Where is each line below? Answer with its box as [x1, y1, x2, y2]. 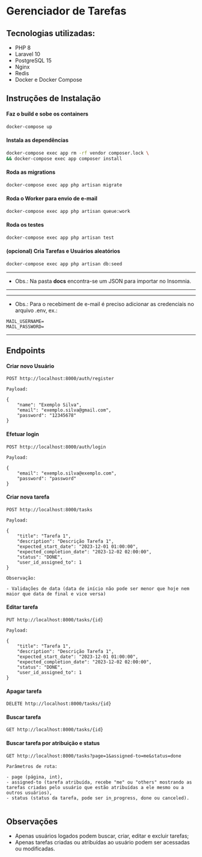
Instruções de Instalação [6, 93, 101, 103]
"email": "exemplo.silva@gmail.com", [17, 407, 112, 413]
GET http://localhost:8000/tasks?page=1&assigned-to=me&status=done [6, 753, 182, 759]
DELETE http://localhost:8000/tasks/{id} [6, 701, 112, 707]
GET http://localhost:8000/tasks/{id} [6, 726, 103, 733]
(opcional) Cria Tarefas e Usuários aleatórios [6, 248, 120, 255]
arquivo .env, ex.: [14, 307, 58, 314]
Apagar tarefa [6, 687, 42, 695]
